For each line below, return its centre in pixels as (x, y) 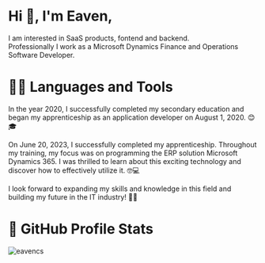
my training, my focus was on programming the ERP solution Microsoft (123, 153)
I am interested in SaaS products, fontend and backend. (99, 38)
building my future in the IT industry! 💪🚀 (73, 196)
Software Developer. (42, 55)
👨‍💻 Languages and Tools (91, 87)
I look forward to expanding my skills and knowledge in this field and (120, 189)
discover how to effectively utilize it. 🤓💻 (74, 170)
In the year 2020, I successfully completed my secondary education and (126, 109)
